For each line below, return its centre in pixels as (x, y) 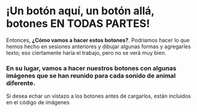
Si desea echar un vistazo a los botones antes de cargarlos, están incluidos (99, 96)
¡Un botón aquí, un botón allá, (80, 11)
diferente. (21, 83)
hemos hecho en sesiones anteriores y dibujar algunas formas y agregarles (98, 46)
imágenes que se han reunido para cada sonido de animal (91, 76)
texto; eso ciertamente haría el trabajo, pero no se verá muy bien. (86, 52)
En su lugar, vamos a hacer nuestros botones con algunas (91, 68)
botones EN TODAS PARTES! (78, 24)
